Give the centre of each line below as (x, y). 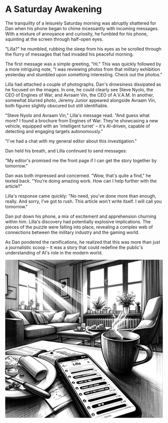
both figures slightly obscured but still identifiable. (57, 105)
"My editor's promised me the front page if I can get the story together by (81, 160)
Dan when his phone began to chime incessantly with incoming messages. (82, 28)
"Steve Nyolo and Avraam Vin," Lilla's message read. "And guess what (77, 115)
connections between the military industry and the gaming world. (72, 232)
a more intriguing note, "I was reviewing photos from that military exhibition (82, 69)
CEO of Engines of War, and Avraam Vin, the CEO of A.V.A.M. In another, (79, 95)
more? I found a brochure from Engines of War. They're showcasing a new (82, 120)
